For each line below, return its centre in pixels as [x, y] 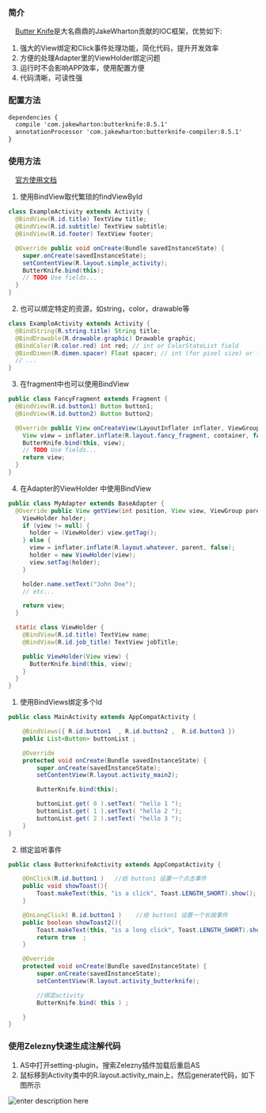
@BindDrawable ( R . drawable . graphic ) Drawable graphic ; [106, 338]
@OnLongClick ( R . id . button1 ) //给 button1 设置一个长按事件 [125, 915]
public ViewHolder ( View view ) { [76, 656]
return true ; [62, 937]
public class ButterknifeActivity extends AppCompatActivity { [115, 864]
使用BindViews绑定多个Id [61, 702]
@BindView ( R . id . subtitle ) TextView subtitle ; [92, 227]
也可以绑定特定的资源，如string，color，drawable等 [104, 309]
